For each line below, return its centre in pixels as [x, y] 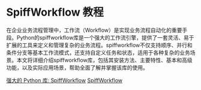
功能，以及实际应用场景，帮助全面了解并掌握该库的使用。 [77, 67]
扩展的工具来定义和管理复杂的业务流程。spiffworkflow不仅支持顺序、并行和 [100, 45]
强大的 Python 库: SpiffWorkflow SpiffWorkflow [64, 80]
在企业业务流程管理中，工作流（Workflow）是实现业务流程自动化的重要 [94, 30]
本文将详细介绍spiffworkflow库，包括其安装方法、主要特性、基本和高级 [105, 60]
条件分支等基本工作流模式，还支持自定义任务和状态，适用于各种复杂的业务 [98, 52]
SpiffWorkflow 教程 [55, 12]
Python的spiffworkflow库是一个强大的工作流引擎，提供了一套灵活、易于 [105, 37]
